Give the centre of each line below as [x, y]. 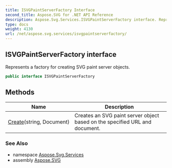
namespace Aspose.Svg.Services [48, 155]
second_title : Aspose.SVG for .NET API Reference [59, 15]
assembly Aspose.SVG [37, 160]
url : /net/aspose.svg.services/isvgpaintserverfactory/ [66, 34]
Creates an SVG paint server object [117, 115]
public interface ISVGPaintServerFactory [50, 76]
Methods [20, 92]
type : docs [17, 24]
